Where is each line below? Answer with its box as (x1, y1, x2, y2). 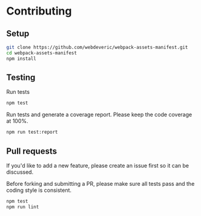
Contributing (6, 4, 72, 18)
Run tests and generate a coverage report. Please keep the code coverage (6, 111, 193, 119)
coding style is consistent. (6, 186, 71, 194)
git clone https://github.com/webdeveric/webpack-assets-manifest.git (6, 44, 188, 50)
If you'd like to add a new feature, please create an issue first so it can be (6, 162, 189, 169)
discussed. (6, 168, 34, 175)
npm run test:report (6, 129, 59, 136)
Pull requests (6, 146, 58, 156)
